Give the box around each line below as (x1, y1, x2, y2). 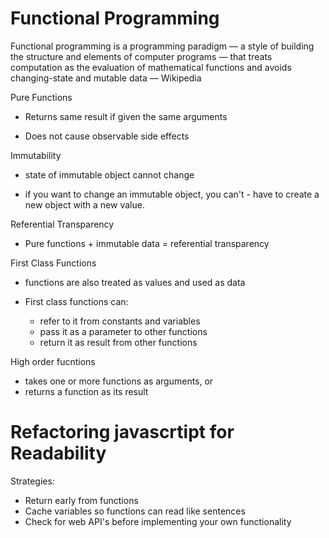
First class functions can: (24, 295, 129, 307)
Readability (10, 442, 107, 465)
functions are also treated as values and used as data (24, 276, 246, 288)
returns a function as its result (24, 385, 149, 397)
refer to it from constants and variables (39, 315, 201, 327)
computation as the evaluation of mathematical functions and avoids (10, 61, 292, 73)
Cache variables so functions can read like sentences (24, 505, 246, 517)
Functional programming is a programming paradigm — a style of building (10, 40, 315, 52)
